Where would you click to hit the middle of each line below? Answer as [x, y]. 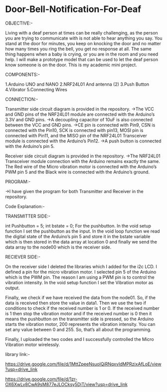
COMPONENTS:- [23, 74]
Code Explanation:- [25, 206]
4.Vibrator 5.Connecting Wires [36, 89]
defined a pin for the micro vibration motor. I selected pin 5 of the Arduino [81, 272]
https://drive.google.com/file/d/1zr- [41, 379]
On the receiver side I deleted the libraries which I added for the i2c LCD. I [81, 266]
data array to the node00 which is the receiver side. [58, 247]
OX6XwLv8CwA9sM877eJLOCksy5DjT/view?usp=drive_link [67, 384]
